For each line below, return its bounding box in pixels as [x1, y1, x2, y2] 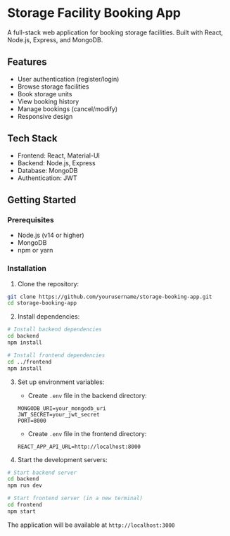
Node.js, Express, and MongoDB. [7, 35, 103, 44]
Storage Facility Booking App [7, 5, 181, 21]
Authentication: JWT [17, 174, 77, 182]
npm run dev [7, 482, 42, 490]
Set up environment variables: [17, 378, 105, 386]
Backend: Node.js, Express [17, 158, 96, 167]
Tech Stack [7, 132, 58, 145]
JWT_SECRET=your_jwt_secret [17, 411, 100, 418]
